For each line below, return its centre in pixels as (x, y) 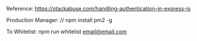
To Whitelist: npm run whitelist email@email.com (66, 31)
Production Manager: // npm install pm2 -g (60, 20)
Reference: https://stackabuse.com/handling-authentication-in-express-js (98, 9)
